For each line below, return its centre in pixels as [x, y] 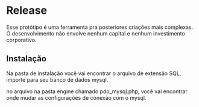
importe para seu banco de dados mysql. [57, 79]
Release [27, 11]
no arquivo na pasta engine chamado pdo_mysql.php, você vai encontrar [97, 91]
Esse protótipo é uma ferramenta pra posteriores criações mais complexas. [100, 27]
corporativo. [21, 40]
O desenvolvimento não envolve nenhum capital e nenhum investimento [96, 33]
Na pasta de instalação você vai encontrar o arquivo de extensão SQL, [94, 73]
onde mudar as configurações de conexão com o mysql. [76, 97]
